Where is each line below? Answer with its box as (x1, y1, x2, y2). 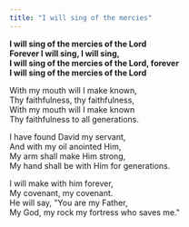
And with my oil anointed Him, (9, 141, 122, 152)
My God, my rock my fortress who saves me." (9, 206, 180, 218)
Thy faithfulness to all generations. (9, 113, 139, 124)
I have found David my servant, (9, 131, 126, 142)
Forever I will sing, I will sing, (9, 47, 120, 59)
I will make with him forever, (9, 178, 114, 189)
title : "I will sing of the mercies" (9, 13, 153, 23)
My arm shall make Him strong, (9, 151, 126, 162)
